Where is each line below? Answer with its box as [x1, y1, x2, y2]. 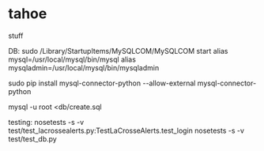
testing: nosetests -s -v [8, 117, 85, 126]
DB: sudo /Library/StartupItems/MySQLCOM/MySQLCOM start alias [8, 46, 228, 55]
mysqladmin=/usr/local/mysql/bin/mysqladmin [8, 62, 160, 72]
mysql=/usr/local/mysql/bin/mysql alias [8, 55, 137, 64]
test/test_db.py [8, 134, 57, 143]
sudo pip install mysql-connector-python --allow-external [8, 78, 196, 88]
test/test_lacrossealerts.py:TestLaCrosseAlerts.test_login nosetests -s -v [8, 126, 245, 135]
